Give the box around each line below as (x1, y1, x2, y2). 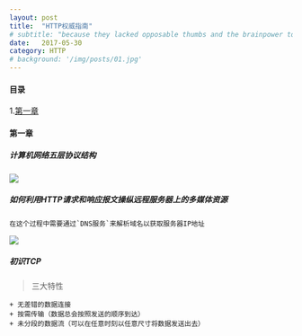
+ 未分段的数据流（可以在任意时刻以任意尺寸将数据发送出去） (9, 319, 205, 328)
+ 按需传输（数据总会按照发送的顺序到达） (9, 309, 146, 319)
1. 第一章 (9, 105, 39, 117)
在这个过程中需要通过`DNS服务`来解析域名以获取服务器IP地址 (9, 219, 205, 228)
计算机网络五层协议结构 (9, 150, 96, 161)
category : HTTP (9, 47, 67, 56)
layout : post (9, 13, 58, 22)
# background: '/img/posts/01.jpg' (9, 55, 143, 64)
